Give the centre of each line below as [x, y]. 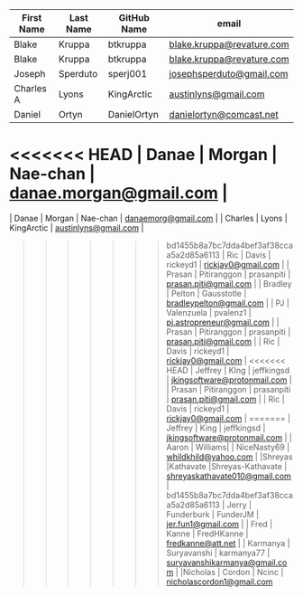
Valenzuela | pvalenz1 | [209, 312]
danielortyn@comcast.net [224, 114]
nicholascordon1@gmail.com [220, 582]
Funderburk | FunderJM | [213, 514]
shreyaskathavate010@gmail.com [229, 476]
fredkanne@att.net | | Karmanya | [228, 543]
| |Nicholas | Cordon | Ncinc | [230, 572]
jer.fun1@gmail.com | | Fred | [220, 524]
